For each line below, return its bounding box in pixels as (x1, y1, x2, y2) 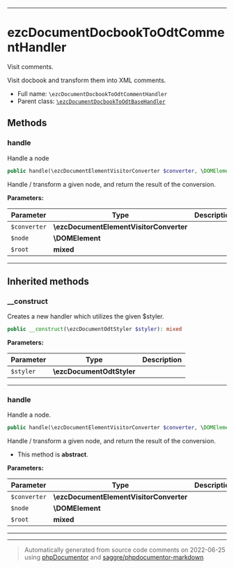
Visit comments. (7, 62, 54, 70)
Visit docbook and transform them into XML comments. (7, 76, 166, 84)
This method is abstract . (17, 450, 88, 459)
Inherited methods (7, 275, 89, 287)
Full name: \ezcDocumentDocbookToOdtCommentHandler (17, 89, 168, 98)
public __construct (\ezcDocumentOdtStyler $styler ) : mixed (7, 325, 182, 333)
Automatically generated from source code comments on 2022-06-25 (24, 546, 226, 554)
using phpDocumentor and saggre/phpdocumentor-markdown (24, 553, 204, 562)
